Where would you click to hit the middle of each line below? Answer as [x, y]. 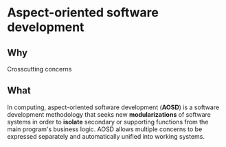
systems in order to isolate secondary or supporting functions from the [108, 122]
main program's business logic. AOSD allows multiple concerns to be [105, 129]
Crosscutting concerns [39, 69]
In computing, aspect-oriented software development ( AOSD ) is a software [113, 107]
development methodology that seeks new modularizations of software [109, 114]
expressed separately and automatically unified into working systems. [106, 136]
